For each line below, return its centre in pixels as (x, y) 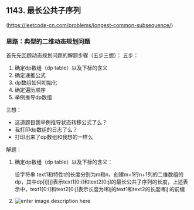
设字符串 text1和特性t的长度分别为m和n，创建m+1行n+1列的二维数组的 (99, 175)
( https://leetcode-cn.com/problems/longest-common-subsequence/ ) (90, 25)
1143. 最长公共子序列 (43, 11)
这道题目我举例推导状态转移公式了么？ (61, 122)
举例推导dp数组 (33, 97)
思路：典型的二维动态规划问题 (48, 41)
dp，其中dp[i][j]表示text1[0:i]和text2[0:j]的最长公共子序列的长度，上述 (99, 182)
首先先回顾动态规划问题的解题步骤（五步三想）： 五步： (72, 55)
